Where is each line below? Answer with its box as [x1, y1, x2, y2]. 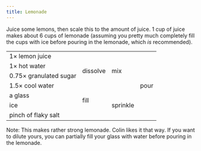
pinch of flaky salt [9, 111, 60, 119]
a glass [9, 91, 29, 100]
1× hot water [9, 62, 46, 70]
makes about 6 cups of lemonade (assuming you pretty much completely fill [6, 31, 195, 39]
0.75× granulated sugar [9, 71, 76, 80]
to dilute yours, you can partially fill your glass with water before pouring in [6, 132, 192, 140]
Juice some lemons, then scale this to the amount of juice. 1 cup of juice [6, 25, 185, 33]
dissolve [82, 66, 107, 75]
